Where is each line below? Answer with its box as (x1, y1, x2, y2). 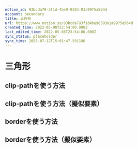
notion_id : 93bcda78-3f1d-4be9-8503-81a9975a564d (5, 7, 107, 12)
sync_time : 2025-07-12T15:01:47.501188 (5, 39, 86, 44)
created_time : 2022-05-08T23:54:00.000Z (5, 25, 88, 30)
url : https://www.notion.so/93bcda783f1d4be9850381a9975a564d (5, 20, 133, 26)
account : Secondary (5, 12, 45, 16)
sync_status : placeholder (5, 34, 57, 39)
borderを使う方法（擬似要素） (5, 135, 96, 144)
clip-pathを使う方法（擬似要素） (5, 100, 104, 108)
